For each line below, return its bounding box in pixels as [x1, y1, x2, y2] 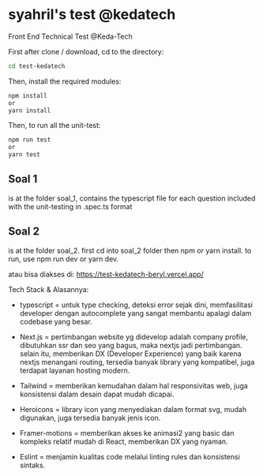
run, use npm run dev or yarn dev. [8, 254, 119, 264]
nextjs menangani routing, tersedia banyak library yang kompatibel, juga [19, 357, 255, 366]
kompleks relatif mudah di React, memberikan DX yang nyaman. [19, 437, 228, 446]
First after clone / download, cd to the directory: [8, 47, 164, 56]
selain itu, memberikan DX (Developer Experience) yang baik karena [19, 349, 242, 358]
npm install [8, 92, 47, 99]
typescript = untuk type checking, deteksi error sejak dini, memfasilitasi [19, 300, 253, 309]
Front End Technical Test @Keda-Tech [8, 32, 133, 41]
